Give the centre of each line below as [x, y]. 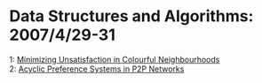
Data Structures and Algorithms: [131, 16]
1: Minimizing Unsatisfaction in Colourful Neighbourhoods [115, 59]
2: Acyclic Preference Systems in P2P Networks [97, 69]
